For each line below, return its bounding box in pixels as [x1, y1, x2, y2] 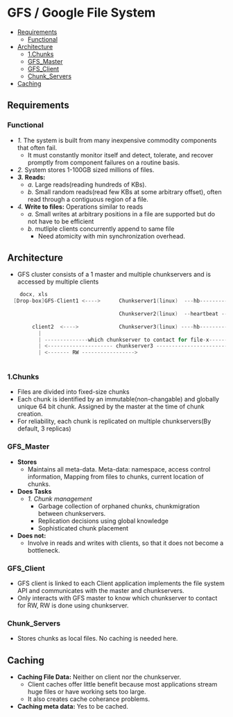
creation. [17, 410, 43, 418]
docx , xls [19, 291, 49, 298]
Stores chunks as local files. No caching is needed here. [17, 634, 178, 643]
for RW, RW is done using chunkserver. [17, 601, 129, 610]
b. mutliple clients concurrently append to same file [27, 224, 175, 233]
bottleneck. [27, 546, 60, 554]
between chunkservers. [37, 509, 106, 517]
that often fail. [17, 144, 58, 152]
